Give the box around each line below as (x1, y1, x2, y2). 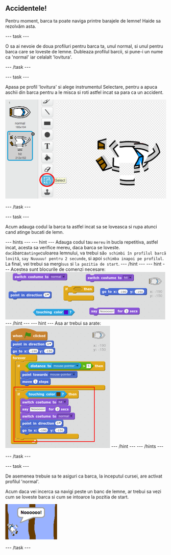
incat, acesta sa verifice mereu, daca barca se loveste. (5, 244, 120, 250)
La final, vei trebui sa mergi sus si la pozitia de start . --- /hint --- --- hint (5, 261, 162, 267)
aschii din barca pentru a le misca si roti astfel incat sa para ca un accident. (5, 89, 164, 95)
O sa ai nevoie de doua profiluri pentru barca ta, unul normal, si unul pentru (5, 43, 163, 49)
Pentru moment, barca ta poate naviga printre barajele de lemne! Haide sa (5, 17, 161, 24)
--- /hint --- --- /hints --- (111, 443, 164, 449)
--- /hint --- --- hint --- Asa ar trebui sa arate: (5, 320, 101, 326)
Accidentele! (5, 4, 47, 13)
